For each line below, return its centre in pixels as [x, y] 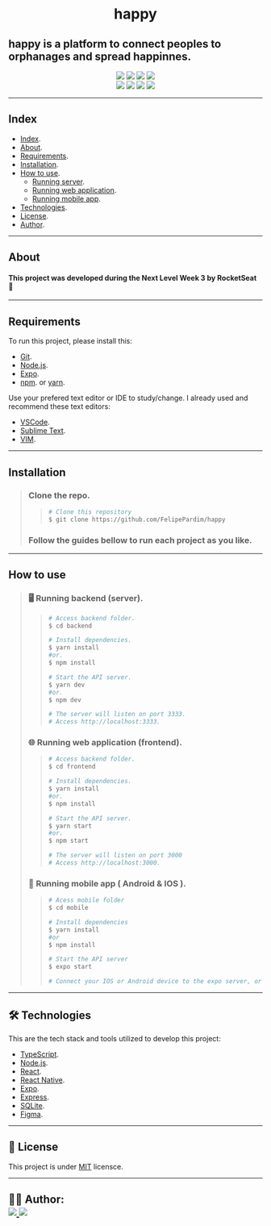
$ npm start [68, 841]
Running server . [58, 181]
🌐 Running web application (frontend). [105, 743]
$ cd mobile [68, 908]
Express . [35, 1097]
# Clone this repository [90, 512]
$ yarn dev [67, 685]
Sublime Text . [43, 431]
